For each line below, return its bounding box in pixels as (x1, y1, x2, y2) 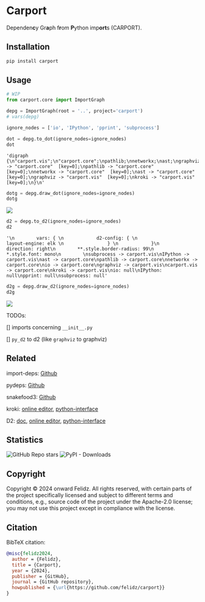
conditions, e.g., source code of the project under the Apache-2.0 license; (6, 498, 193, 506)
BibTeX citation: (6, 539, 46, 546)
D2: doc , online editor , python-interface (6, 417, 106, 424)
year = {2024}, (12, 568, 51, 574)
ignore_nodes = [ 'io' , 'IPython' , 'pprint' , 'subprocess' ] (6, 124, 160, 131)
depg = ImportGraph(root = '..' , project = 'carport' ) (6, 108, 143, 114)
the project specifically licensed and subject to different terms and (6, 492, 173, 499)
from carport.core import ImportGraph (6, 97, 105, 103)
